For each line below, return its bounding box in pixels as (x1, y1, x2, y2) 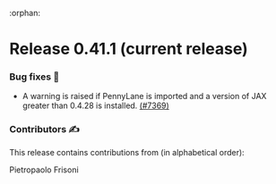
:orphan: (9, 8, 40, 18)
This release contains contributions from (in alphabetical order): (9, 146, 245, 157)
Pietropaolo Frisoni (9, 164, 79, 175)
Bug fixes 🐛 (9, 71, 60, 83)
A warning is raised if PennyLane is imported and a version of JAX (22, 91, 267, 102)
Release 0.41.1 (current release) (9, 39, 248, 59)
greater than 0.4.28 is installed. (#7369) (22, 100, 170, 111)
